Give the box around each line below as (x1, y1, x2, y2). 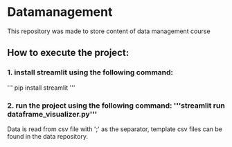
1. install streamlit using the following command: (7, 68, 174, 77)
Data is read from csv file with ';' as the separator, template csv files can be (7, 125, 223, 133)
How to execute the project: (7, 47, 130, 59)
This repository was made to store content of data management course (7, 27, 211, 35)
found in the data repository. (7, 132, 89, 140)
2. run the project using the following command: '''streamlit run (7, 101, 225, 110)
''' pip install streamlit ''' (7, 84, 75, 92)
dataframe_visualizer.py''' (7, 109, 98, 119)
